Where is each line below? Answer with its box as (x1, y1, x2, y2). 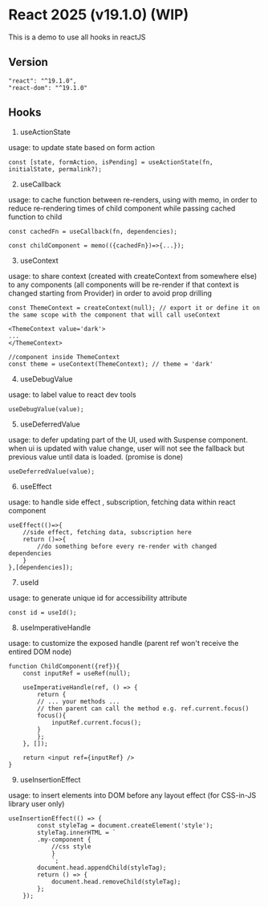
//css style (51, 842, 91, 851)
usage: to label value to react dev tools (8, 390, 136, 399)
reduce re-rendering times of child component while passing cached (8, 203, 236, 213)
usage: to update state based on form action (8, 142, 155, 152)
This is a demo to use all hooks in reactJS (8, 32, 146, 42)
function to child (8, 211, 63, 222)
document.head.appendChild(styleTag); (37, 864, 167, 872)
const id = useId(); (8, 608, 78, 616)
